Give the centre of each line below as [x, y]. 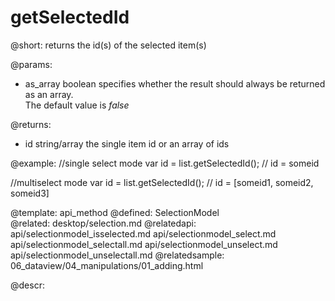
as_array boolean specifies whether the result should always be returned [175, 83]
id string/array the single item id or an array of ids [127, 143]
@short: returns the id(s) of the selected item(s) [108, 45]
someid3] [30, 193]
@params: [31, 64]
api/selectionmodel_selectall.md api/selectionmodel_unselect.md [144, 244]
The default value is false [77, 105]
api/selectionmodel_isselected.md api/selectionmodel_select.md [143, 233]
